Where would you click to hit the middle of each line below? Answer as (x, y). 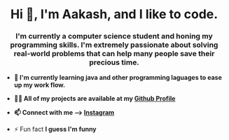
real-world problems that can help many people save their (114, 54)
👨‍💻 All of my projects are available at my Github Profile (95, 99)
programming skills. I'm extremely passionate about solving (114, 45)
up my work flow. (39, 85)
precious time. (114, 62)
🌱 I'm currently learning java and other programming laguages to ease (118, 78)
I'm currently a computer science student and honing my (114, 36)
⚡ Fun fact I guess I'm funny (55, 129)
